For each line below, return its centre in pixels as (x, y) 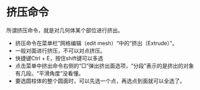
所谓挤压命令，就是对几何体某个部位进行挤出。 (65, 30)
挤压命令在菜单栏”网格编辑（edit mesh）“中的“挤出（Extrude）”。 (96, 43)
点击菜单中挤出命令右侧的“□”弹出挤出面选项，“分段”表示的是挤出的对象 (105, 66)
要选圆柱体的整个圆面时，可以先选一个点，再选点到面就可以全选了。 (100, 81)
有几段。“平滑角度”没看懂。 (49, 73)
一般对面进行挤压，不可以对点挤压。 (60, 50)
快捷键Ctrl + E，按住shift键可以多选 (59, 58)
